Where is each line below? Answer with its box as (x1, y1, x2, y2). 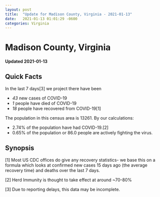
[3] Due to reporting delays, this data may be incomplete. (5, 186, 120, 192)
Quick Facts (5, 73, 43, 81)
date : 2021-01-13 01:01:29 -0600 (5, 16, 78, 21)
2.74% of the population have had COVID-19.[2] (12, 124, 109, 130)
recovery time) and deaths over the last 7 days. (5, 167, 100, 173)
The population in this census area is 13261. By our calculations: (5, 115, 134, 121)
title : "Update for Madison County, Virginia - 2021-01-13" (5, 12, 133, 17)
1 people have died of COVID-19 (12, 100, 77, 106)
